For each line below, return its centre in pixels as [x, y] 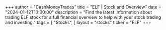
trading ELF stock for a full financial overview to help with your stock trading [83, 17]
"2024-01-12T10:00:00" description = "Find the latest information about [79, 12]
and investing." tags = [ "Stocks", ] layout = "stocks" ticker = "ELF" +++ [78, 22]
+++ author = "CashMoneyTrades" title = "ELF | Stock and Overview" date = [83, 7]
